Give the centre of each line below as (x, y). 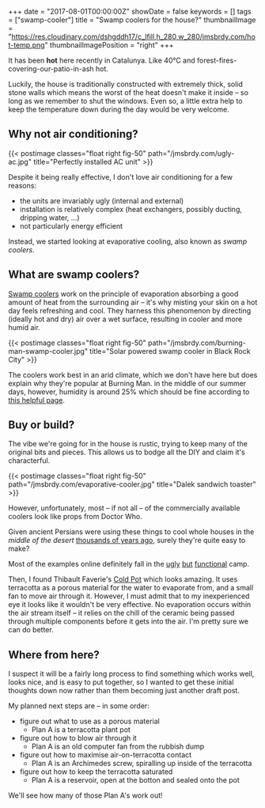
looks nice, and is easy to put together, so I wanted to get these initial (121, 682)
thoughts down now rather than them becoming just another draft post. (124, 691)
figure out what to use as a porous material (89, 721)
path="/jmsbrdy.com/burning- (197, 343)
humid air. (25, 327)
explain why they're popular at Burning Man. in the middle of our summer (127, 383)
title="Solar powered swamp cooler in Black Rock (170, 351)
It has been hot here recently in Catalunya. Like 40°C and (102, 60)
